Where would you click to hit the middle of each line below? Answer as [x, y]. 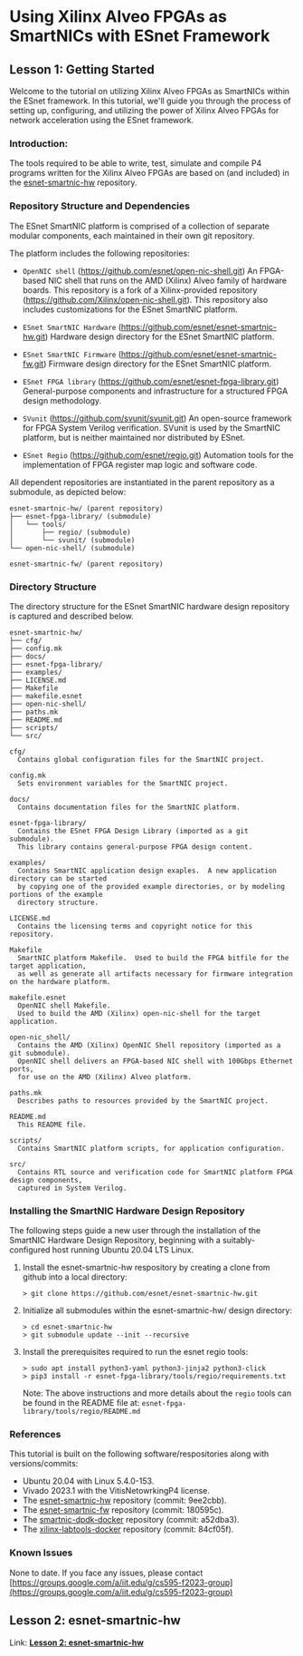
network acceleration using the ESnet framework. [102, 120]
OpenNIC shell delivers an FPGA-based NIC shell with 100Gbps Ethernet [156, 1061]
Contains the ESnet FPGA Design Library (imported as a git [133, 831]
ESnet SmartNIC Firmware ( [72, 354]
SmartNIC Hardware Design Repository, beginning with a [115, 1241]
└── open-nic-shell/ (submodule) [72, 548]
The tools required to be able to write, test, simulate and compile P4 [136, 163]
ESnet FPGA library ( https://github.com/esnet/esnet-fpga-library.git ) [151, 381]
